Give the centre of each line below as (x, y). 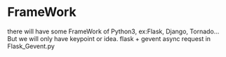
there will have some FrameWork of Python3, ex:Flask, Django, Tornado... (113, 31)
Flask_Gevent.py (31, 46)
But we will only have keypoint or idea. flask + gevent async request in (109, 38)
